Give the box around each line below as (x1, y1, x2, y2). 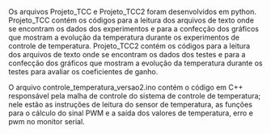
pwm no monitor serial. (8, 117, 85, 126)
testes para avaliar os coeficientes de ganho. (8, 67, 159, 76)
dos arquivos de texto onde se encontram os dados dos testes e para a (8, 50, 246, 59)
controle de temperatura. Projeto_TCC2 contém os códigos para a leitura (8, 41, 251, 51)
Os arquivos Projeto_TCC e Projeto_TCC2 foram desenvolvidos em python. (8, 7, 257, 16)
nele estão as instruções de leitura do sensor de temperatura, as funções (8, 100, 253, 109)
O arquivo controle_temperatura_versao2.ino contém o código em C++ (8, 82, 243, 92)
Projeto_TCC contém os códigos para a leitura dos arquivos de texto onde (8, 15, 255, 25)
